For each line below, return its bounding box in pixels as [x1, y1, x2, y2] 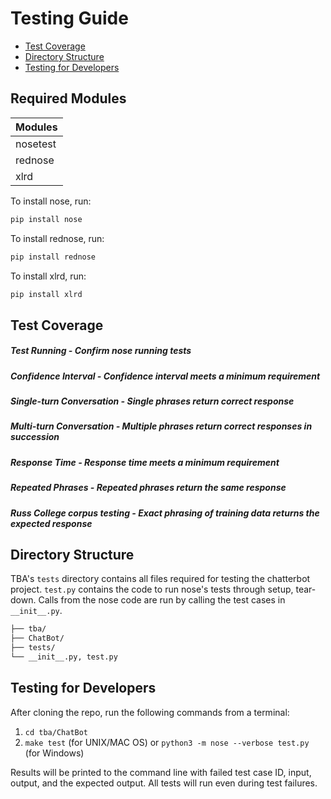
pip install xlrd [10, 289, 83, 299]
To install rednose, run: [10, 232, 105, 244]
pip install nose [10, 214, 83, 224]
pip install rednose [10, 252, 97, 262]
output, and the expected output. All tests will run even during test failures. [10, 777, 318, 789]
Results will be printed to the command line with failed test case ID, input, [10, 766, 312, 778]
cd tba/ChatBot [24, 727, 89, 737]
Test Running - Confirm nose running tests [10, 345, 192, 357]
